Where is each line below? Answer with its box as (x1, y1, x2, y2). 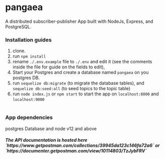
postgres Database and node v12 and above (5, 126, 97, 132)
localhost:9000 (12, 97, 45, 102)
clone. (12, 48, 26, 54)
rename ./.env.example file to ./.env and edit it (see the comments (12, 59, 152, 65)
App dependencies (5, 114, 53, 121)
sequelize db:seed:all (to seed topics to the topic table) (12, 86, 131, 92)
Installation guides (5, 36, 52, 43)
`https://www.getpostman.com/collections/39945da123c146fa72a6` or (5, 142, 160, 148)
